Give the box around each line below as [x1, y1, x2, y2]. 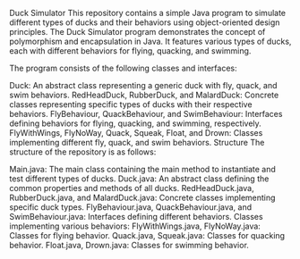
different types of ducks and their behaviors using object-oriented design [9, 17, 280, 28]
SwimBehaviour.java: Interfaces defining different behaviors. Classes [9, 212, 263, 221]
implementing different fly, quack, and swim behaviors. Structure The [9, 138, 265, 147]
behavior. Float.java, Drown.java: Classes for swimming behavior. [9, 240, 249, 250]
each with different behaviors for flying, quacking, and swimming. [9, 46, 252, 56]
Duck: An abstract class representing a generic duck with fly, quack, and [9, 80, 278, 90]
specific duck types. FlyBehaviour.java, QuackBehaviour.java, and [9, 202, 253, 213]
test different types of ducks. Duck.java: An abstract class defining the [9, 173, 270, 184]
